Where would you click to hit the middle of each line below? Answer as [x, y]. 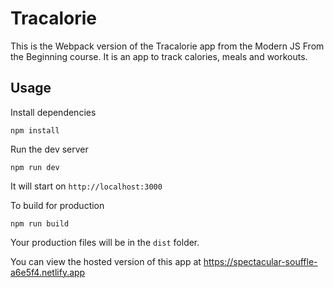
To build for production [57, 205]
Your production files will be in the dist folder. [105, 242]
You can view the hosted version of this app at [106, 261]
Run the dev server [49, 149]
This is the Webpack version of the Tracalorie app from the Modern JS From [167, 46]
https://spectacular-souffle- [260, 261]
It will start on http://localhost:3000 [86, 186]
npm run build [40, 223]
